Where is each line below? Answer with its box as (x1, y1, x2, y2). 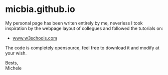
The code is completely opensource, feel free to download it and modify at (5, 44, 159, 50)
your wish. (5, 50, 27, 56)
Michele (5, 65, 22, 71)
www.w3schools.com (12, 35, 58, 41)
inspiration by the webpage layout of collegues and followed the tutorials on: (5, 25, 163, 31)
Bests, (5, 59, 19, 65)
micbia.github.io (5, 3, 75, 15)
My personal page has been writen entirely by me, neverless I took (5, 20, 143, 26)
